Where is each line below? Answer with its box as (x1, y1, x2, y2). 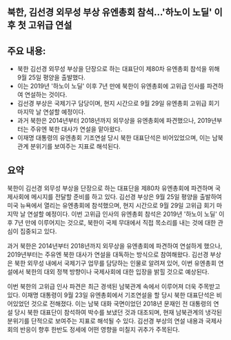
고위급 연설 (28, 19, 72, 31)
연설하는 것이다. (24, 90, 68, 99)
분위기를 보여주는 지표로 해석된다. (30, 142, 121, 150)
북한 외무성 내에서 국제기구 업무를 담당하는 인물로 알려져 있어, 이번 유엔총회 (14, 259, 217, 268)
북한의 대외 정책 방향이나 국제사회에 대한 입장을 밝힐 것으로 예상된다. (25, 268, 210, 276)
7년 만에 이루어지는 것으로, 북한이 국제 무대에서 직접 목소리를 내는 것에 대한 (14, 219, 217, 227)
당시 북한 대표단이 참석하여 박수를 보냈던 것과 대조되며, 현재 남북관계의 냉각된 (14, 308, 223, 317)
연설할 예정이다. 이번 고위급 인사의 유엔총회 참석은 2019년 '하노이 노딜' (27, 210, 217, 219)
